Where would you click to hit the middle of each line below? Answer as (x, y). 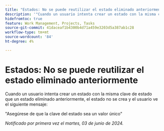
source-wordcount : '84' (29, 37)
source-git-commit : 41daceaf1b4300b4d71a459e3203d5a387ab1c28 (70, 28)
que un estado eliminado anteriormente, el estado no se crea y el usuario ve (82, 99)
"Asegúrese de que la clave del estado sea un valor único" (64, 113)
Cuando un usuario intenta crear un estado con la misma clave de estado (79, 94)
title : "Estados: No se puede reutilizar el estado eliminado (70, 10)
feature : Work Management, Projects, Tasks (50, 23)
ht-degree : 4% (20, 42)
